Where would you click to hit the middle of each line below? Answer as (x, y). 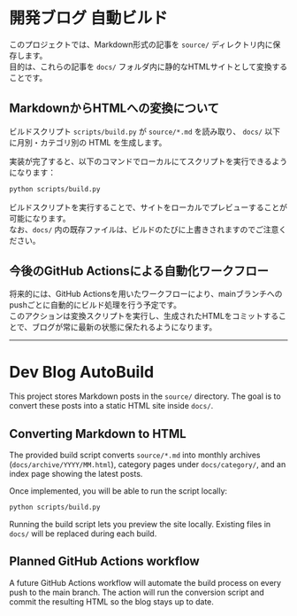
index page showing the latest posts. (76, 474)
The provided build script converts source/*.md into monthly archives (135, 455)
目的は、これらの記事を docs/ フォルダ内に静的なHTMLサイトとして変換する (148, 66)
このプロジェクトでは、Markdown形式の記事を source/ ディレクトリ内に (141, 44)
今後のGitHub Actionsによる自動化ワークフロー (139, 271)
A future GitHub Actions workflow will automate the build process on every (145, 582)
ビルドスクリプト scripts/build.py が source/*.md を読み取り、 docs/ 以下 (145, 131)
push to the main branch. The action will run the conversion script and (137, 592)
